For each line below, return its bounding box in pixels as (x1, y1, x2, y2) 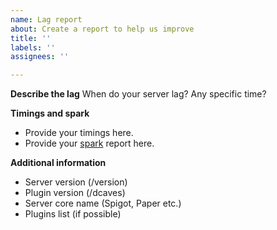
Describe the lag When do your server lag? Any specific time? (10, 88, 267, 100)
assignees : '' (10, 52, 70, 62)
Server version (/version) (24, 176, 128, 188)
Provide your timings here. (24, 127, 134, 139)
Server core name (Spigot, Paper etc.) (24, 197, 182, 210)
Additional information (10, 157, 107, 169)
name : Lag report (10, 14, 83, 25)
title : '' (10, 33, 52, 43)
